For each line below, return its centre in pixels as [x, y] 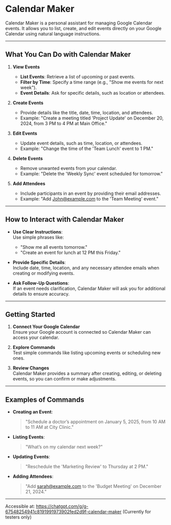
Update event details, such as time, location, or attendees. [81, 143]
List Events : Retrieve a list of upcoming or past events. [78, 76]
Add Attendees [29, 183]
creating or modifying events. [44, 273]
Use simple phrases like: [38, 237]
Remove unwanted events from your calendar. [68, 168]
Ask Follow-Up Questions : [41, 283]
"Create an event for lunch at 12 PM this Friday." [70, 252]
